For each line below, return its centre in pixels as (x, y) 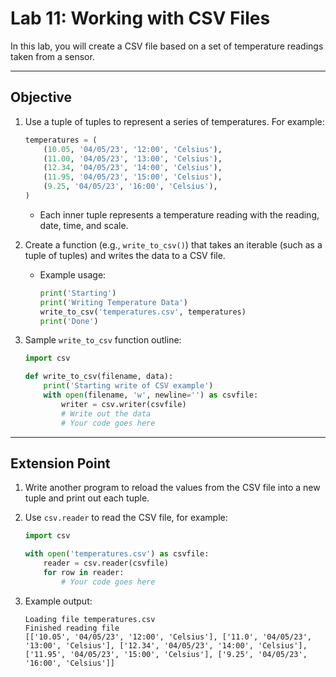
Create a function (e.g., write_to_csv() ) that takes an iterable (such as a (173, 244)
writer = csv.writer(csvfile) (124, 404)
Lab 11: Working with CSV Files (140, 18)
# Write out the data (106, 413)
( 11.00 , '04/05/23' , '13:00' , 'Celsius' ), (133, 158)
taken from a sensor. (52, 56)
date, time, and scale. (84, 225)
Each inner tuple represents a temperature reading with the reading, (179, 214)
